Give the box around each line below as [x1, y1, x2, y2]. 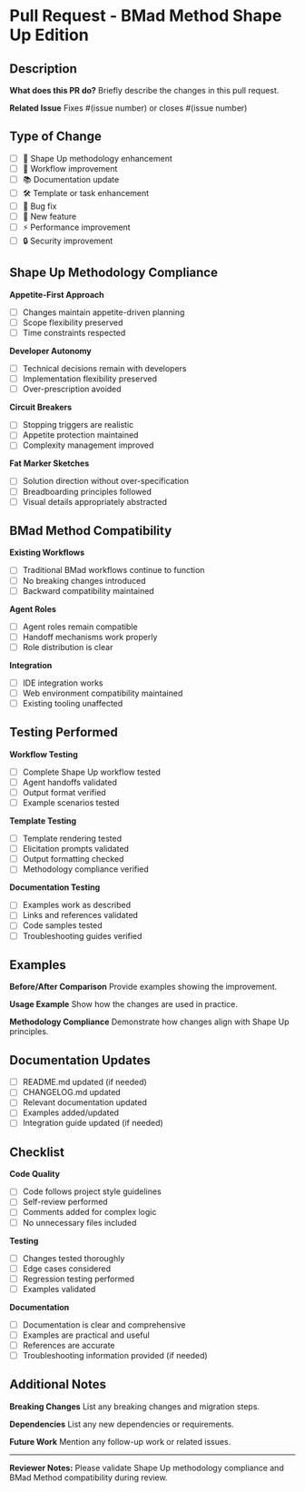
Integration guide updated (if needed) [22, 1118, 163, 1129]
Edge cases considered [22, 1263, 112, 1274]
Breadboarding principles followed [22, 486, 152, 497]
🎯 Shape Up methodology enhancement [22, 153, 172, 163]
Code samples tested [22, 920, 103, 931]
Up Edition [9, 25, 89, 45]
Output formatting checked [22, 854, 124, 865]
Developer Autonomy [9, 346, 93, 357]
